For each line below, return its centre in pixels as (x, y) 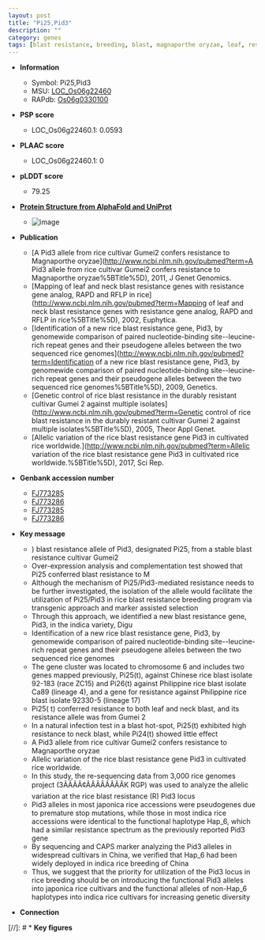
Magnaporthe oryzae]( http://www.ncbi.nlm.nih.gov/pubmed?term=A (142, 261)
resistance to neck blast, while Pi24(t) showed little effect (125, 734)
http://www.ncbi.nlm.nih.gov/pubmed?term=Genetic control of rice (142, 413)
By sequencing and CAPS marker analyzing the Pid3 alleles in (132, 847)
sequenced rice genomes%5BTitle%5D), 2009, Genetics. (125, 387)
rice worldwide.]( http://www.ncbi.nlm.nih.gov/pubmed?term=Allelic (140, 446)
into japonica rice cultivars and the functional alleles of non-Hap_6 (139, 889)
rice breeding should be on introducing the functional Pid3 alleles (138, 880)
